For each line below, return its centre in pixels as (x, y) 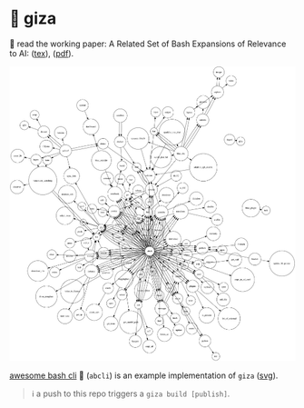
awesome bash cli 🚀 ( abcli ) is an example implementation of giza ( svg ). (144, 375)
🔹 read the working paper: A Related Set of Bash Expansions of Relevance (148, 44)
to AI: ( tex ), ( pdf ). (42, 53)
